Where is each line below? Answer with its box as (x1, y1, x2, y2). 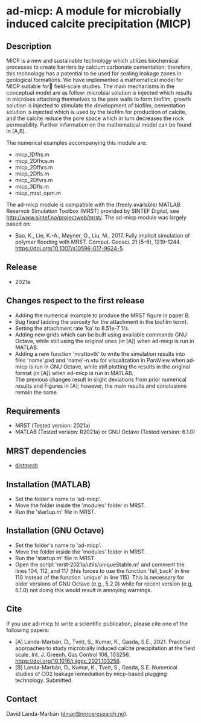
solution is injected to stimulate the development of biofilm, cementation (6, 102, 186, 109)
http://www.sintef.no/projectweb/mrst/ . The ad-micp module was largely (6, 214, 187, 221)
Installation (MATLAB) (6, 479, 91, 490)
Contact (6, 694, 37, 704)
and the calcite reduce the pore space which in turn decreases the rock (6, 115, 184, 122)
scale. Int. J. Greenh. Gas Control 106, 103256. (14, 651, 130, 658)
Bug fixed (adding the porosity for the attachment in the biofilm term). (14, 318, 188, 325)
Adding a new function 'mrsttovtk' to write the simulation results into (14, 350, 185, 357)
